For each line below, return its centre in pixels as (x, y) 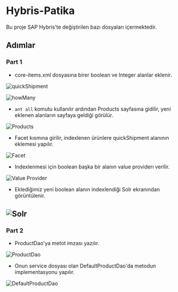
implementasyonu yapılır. (44, 272)
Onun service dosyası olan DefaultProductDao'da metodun (85, 266)
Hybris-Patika (41, 11)
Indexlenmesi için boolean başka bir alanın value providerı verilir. (92, 166)
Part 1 (14, 62)
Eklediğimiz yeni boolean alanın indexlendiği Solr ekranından (87, 189)
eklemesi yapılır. (34, 144)
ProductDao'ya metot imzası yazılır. (57, 243)
